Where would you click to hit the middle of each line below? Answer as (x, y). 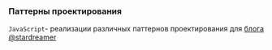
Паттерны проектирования (65, 11)
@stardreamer (32, 37)
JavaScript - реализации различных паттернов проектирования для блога (136, 29)
